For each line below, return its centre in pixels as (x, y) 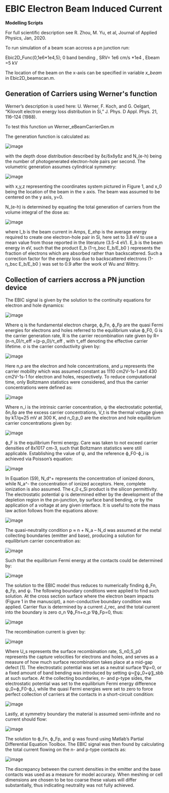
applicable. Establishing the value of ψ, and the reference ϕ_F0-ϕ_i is (77, 453)
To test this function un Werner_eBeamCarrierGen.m (60, 126)
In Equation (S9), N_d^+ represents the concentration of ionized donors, (80, 478)
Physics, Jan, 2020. (26, 38)
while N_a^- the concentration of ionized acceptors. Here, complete (76, 483)
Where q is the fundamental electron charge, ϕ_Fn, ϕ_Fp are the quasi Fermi (84, 325)
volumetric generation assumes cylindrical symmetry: (61, 167)
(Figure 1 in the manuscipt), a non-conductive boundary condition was (78, 601)
